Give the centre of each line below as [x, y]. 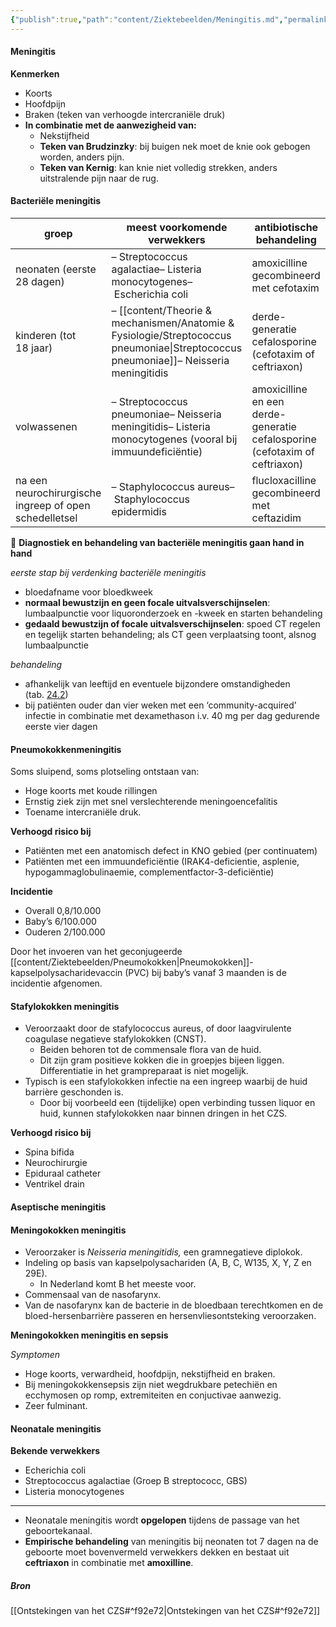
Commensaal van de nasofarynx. [93, 1295]
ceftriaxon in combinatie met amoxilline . [109, 1563]
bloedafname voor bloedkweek [89, 592]
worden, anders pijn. [82, 157]
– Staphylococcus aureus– [173, 487]
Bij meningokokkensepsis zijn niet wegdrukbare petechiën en [151, 1385]
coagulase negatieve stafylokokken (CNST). [115, 1039]
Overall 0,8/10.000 [63, 911]
